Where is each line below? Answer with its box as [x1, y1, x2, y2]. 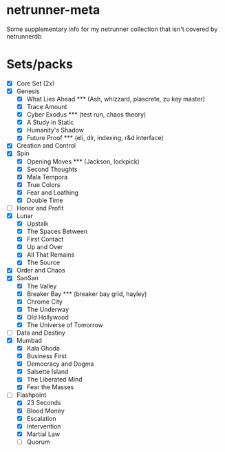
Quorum [26, 438, 50, 446]
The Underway [26, 305, 69, 313]
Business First [26, 352, 67, 360]
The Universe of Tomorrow [26, 320, 104, 329]
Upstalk [26, 219, 49, 228]
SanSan [16, 274, 39, 282]
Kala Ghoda [26, 344, 60, 352]
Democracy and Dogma [26, 360, 94, 368]
